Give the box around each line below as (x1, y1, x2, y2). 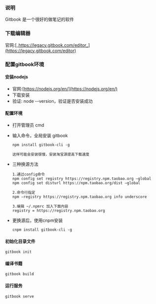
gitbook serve (5, 294, 34, 299)
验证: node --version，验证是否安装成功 (12, 98, 93, 104)
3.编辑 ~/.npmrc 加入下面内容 (12, 204, 68, 209)
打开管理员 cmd (12, 122, 44, 128)
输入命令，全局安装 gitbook (12, 132, 68, 138)
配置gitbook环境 (5, 61, 44, 67)
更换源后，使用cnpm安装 (12, 217, 63, 223)
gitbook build (5, 272, 34, 276)
